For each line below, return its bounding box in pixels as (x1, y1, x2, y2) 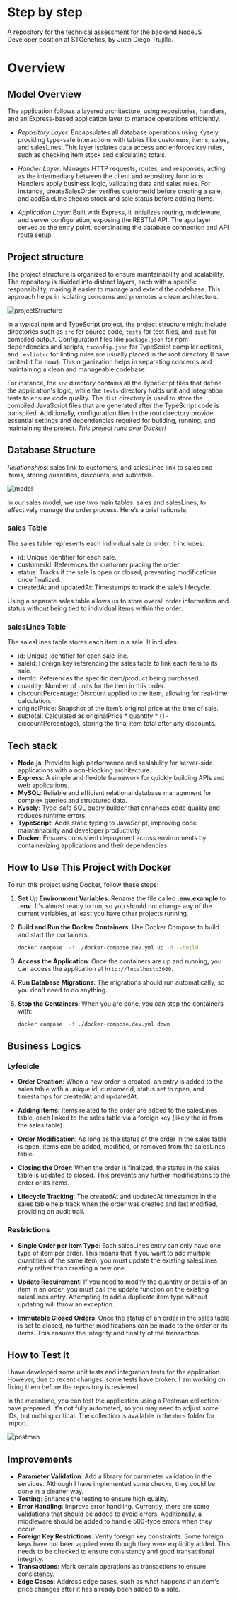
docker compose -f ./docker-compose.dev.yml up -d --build (17, 944, 199, 951)
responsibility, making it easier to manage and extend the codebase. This (7, 284, 221, 294)
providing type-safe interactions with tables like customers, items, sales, (17, 135, 229, 144)
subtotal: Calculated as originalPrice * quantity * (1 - (17, 712, 170, 720)
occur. (17, 1525, 37, 1534)
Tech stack (7, 740, 57, 752)
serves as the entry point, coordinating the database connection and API (17, 223, 229, 231)
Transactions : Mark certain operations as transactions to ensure (17, 1563, 207, 1571)
